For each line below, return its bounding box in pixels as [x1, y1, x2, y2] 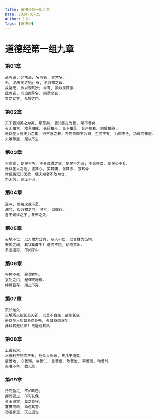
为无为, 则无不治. [5, 177, 38, 182]
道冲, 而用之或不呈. [5, 202, 41, 207]
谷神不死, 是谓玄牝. [5, 272, 41, 277]
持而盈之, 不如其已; [5, 388, 41, 394]
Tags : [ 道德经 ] [5, 21, 34, 26]
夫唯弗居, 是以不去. [5, 137, 41, 142]
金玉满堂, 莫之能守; [5, 399, 41, 404]
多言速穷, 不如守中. [5, 247, 41, 252]
